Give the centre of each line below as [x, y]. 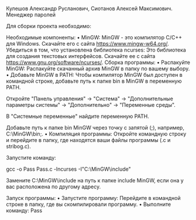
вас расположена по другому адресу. [54, 187]
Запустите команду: [31, 158]
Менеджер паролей [31, 15]
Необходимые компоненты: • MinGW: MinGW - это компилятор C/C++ [94, 37]
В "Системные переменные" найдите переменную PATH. [78, 116]
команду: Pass [24, 210]
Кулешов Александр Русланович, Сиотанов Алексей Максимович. [89, 9]
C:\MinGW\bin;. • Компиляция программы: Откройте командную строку [96, 134]
